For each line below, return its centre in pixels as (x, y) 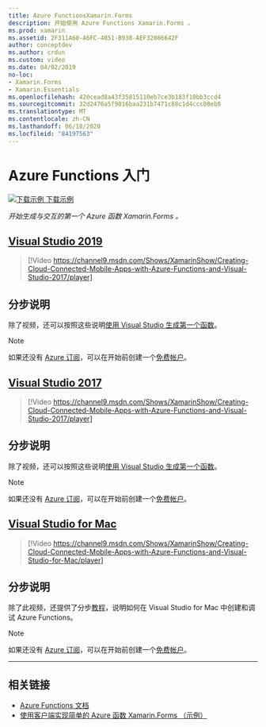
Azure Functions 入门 (79, 175)
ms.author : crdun (37, 52)
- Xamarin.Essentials (44, 89)
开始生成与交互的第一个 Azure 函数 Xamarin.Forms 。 (95, 216)
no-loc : (21, 75)
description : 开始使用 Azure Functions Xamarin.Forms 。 (101, 23)
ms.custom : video (37, 60)
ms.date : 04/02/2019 (42, 68)
